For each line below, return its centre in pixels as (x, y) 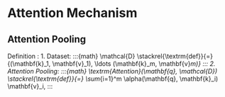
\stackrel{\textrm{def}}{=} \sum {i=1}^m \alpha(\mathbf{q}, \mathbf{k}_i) (113, 79)
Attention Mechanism (72, 13)
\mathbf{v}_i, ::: (30, 86)
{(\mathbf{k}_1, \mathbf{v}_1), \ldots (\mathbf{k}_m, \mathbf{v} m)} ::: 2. (111, 64)
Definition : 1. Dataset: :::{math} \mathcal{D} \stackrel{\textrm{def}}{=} (110, 56)
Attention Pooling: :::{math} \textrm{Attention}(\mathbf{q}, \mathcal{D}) (112, 71)
